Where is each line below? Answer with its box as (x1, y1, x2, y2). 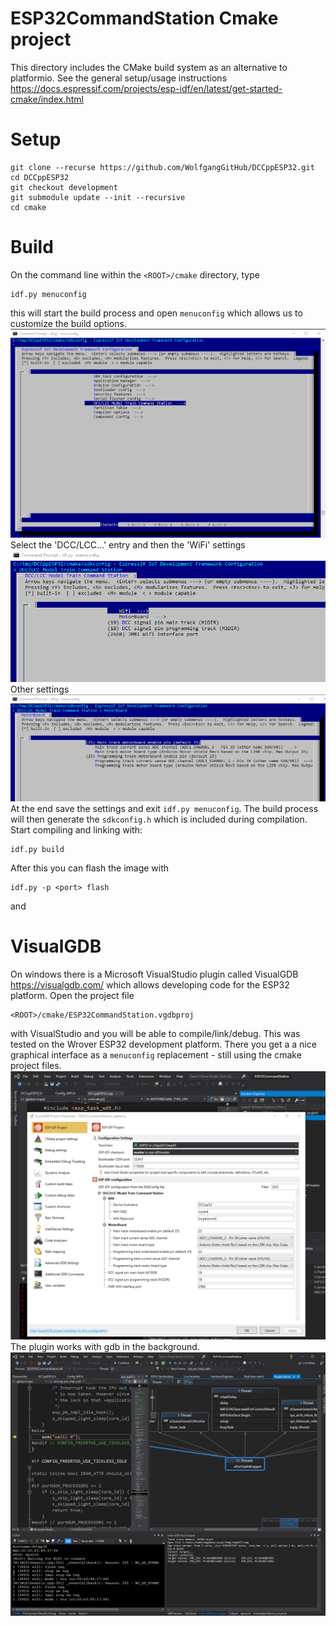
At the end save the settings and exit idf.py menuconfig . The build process (10, 803, 319, 815)
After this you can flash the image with (10, 862, 170, 874)
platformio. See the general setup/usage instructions (10, 72, 228, 84)
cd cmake (10, 202, 47, 212)
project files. (10, 1060, 62, 1071)
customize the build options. (10, 317, 127, 329)
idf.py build (10, 845, 65, 855)
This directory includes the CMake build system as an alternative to (10, 61, 288, 73)
